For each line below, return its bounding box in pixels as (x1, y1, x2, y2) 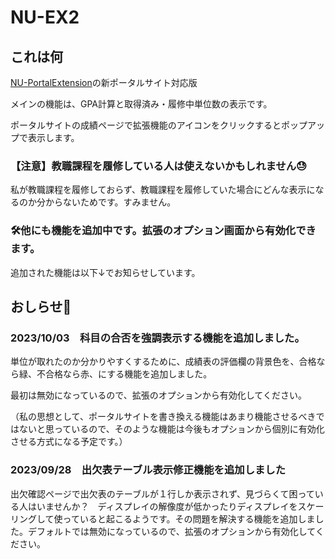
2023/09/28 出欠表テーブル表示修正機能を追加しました (10, 463, 287, 477)
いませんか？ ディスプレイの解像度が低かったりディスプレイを (36, 500, 298, 512)
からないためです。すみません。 (44, 196, 177, 208)
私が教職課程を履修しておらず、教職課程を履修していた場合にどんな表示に (10, 184, 316, 196)
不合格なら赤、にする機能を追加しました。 (36, 368, 213, 380)
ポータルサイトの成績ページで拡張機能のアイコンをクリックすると (10, 119, 282, 131)
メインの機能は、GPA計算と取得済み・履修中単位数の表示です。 (10, 98, 273, 110)
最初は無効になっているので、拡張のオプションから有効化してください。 (10, 389, 307, 401)
